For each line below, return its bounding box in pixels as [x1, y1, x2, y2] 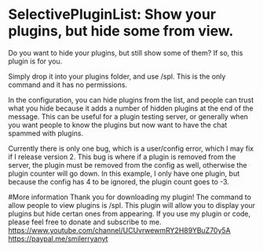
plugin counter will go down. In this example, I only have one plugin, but [8, 169, 240, 178]
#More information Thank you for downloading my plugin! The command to [8, 192, 251, 202]
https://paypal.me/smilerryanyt [8, 234, 108, 243]
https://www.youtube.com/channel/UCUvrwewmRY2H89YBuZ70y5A [8, 225, 232, 235]
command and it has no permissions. [8, 80, 128, 89]
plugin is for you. [8, 56, 63, 66]
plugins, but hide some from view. [8, 22, 234, 40]
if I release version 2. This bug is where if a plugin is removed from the [8, 151, 236, 162]
